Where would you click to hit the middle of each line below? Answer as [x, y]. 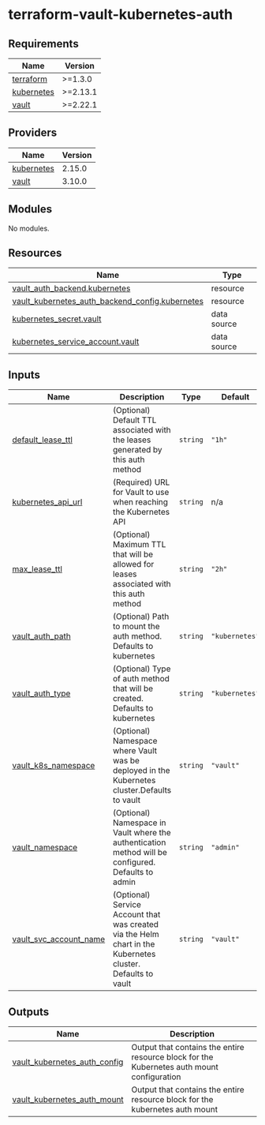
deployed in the [142, 771]
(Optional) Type [142, 669]
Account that [137, 915]
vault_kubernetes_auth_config [68, 1062]
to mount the [136, 627]
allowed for [134, 564]
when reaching [140, 502]
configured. [134, 862]
